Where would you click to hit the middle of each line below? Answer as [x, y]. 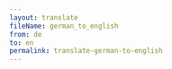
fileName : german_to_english [64, 26]
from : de [26, 34]
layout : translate [44, 17]
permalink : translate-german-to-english [86, 51]
